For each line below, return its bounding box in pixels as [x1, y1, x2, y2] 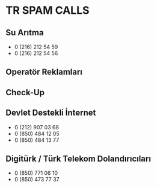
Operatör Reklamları [5, 67, 82, 77]
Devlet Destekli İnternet [5, 108, 96, 118]
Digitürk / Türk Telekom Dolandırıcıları [5, 153, 152, 163]
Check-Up [5, 87, 45, 98]
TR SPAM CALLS [5, 4, 90, 17]
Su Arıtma [5, 28, 44, 38]
